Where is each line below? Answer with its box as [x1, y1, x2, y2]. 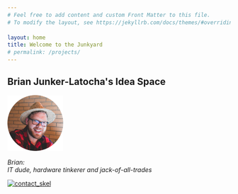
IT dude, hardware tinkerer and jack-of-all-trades [7, 165, 152, 173]
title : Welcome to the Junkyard [7, 41, 103, 49]
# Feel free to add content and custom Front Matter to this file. [7, 11, 211, 18]
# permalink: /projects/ [7, 49, 81, 56]
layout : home [7, 34, 46, 41]
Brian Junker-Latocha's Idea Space [7, 76, 166, 88]
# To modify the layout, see [7, 18, 93, 26]
